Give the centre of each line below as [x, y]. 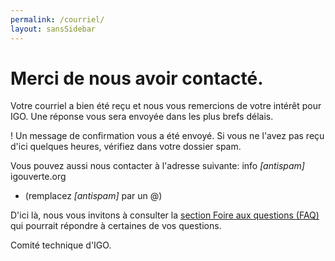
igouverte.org [38, 177]
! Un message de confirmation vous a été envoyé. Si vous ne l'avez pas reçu [167, 136]
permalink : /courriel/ [57, 19]
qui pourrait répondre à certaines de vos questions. [116, 226]
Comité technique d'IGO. [61, 245]
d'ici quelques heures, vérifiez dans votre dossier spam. [126, 147]
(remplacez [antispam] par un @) [93, 196]
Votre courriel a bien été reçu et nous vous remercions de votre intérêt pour [166, 106]
